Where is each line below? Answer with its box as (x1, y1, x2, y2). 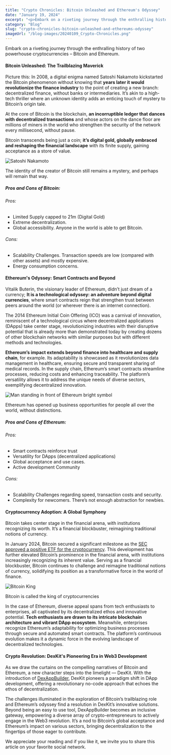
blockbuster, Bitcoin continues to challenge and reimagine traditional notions (5, 563, 166, 569)
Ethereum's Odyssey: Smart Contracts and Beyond (5, 275, 116, 281)
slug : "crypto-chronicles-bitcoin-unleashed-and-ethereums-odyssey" (5, 27, 154, 32)
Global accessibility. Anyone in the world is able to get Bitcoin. (12, 225, 144, 231)
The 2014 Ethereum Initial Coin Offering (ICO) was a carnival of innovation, (5, 313, 162, 319)
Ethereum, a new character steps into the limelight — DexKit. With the (5, 670, 152, 676)
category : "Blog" (5, 21, 42, 27)
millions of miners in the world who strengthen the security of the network (5, 122, 161, 128)
